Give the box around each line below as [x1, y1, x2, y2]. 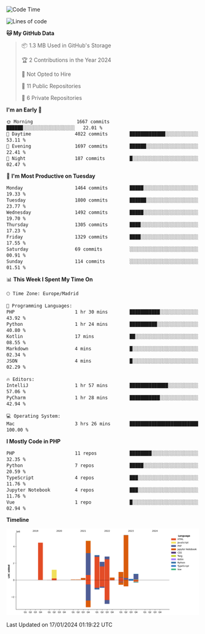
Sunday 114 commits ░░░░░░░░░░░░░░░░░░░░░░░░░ [6, 259, 199, 265]
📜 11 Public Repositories [21, 83, 81, 89]
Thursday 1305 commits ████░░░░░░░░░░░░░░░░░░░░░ [6, 222, 199, 228]
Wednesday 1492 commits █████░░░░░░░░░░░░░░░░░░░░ [6, 209, 199, 216]
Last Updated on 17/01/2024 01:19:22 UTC [6, 621, 113, 628]
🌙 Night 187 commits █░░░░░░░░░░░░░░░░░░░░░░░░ [6, 156, 199, 162]
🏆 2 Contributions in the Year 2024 [21, 56, 111, 64]
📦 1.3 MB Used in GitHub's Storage [21, 42, 111, 49]
